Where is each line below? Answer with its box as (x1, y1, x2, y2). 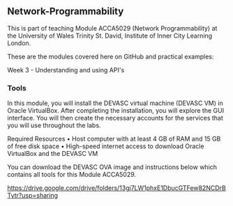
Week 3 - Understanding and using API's (7, 65, 125, 74)
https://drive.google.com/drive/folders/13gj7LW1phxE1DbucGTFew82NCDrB (7, 184, 227, 192)
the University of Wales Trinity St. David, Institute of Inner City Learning (7, 31, 213, 40)
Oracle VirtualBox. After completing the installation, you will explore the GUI (7, 106, 225, 115)
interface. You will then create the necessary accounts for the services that (7, 114, 223, 122)
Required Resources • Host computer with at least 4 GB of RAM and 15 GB (7, 135, 221, 143)
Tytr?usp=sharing (7, 191, 58, 200)
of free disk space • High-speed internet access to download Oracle (7, 142, 204, 150)
